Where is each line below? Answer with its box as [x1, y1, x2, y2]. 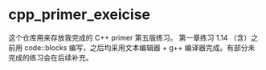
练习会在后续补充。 [29, 52, 93, 62]
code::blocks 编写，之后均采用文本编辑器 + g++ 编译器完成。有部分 [23, 42, 248, 52]
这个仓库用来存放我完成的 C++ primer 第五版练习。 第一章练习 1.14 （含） [8, 33, 252, 42]
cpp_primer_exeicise [8, 6, 151, 24]
